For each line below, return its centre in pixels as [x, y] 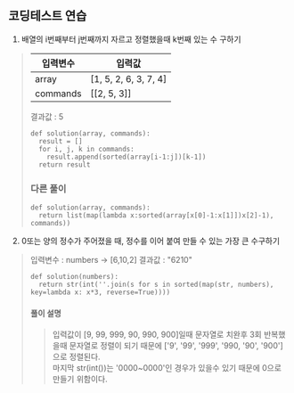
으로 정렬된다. [76, 357]
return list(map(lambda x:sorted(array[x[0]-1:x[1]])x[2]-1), [156, 216]
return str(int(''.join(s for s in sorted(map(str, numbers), [156, 285]
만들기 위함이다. [80, 379]
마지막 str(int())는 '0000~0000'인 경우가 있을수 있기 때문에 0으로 [167, 368]
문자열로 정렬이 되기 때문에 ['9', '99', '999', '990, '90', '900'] [176, 346]
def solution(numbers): [74, 277]
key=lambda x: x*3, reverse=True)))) [100, 292]
